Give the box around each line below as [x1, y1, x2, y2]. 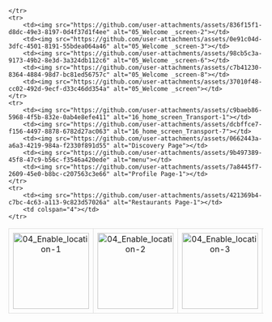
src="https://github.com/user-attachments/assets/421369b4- [55, 191, 263, 200]
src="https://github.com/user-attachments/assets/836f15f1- [55, 21, 263, 29]
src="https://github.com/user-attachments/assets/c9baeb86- [55, 106, 263, 114]
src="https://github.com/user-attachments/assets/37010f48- [55, 78, 263, 86]
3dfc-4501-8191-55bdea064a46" [8, 42, 111, 50]
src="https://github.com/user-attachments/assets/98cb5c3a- [55, 49, 263, 58]
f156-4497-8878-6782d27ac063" [8, 127, 111, 135]
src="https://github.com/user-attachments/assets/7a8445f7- [55, 163, 263, 171]
